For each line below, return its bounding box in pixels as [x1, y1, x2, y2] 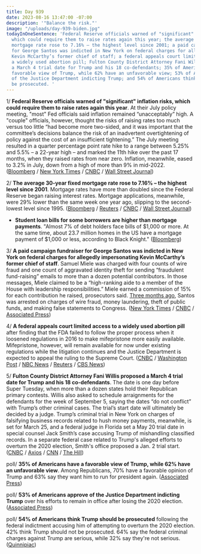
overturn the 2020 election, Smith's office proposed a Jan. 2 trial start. [6, 442, 181, 450]
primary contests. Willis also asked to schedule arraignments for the [6, 392, 174, 399]
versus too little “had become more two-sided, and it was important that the [6, 124, 193, 130]
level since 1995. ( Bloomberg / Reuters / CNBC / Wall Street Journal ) [23, 205, 192, 212]
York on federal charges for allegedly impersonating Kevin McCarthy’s [6, 254, 185, 261]
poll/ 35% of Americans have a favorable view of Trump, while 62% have [6, 460, 191, 468]
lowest [6, 205, 23, 212]
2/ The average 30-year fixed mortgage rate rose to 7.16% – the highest [6, 179, 187, 186]
